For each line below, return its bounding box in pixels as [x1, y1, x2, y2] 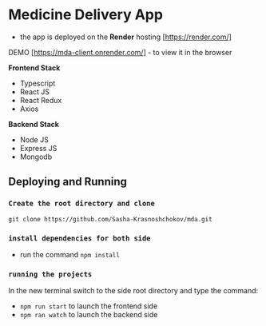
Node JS [19, 134, 50, 145]
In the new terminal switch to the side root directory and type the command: [8, 286, 259, 296]
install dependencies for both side [8, 233, 151, 243]
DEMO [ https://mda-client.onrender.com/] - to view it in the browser [8, 47, 232, 57]
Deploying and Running [8, 175, 128, 189]
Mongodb [19, 152, 53, 161]
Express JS [19, 143, 58, 153]
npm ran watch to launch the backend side [19, 310, 158, 320]
